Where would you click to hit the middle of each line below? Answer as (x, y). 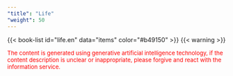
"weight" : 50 (26, 20)
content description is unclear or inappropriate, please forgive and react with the (114, 60)
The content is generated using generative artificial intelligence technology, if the (115, 53)
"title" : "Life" (31, 13)
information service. (34, 67)
